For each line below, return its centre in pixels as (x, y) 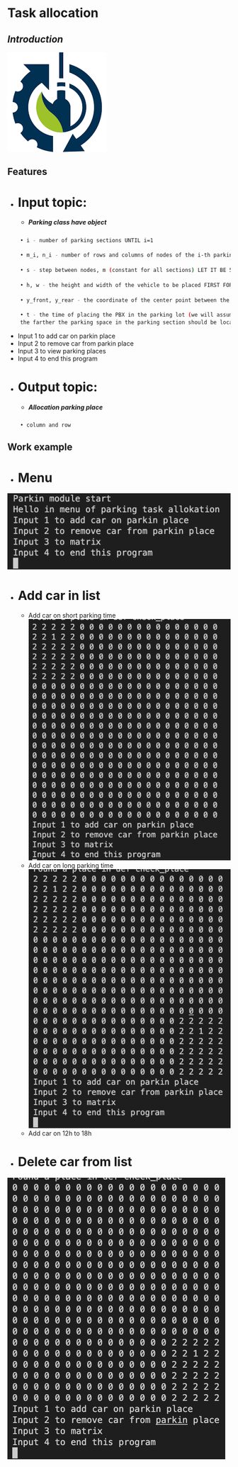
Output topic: (57, 387)
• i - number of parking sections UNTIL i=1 (87, 240)
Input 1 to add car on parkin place (66, 336)
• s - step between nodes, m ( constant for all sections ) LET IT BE (123, 271)
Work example (40, 447)
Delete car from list (75, 1162)
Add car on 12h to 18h (60, 1133)
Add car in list (59, 595)
